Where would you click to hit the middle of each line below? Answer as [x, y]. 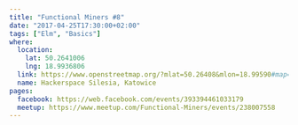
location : [35, 50]
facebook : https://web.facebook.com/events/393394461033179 [130, 99]
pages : [21, 91]
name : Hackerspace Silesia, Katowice [87, 83]
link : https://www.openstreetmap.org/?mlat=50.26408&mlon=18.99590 [145, 75]
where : [21, 42]
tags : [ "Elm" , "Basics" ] [55, 33]
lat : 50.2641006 [55, 58]
